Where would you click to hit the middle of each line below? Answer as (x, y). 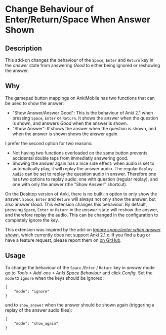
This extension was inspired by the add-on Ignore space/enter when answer (83, 229)
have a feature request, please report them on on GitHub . (63, 240)
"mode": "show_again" (36, 323)
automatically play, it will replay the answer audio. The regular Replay (82, 168)
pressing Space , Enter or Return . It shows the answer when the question (85, 118)
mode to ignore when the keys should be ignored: (55, 278)
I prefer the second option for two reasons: (49, 143)
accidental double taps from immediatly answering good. (70, 158)
